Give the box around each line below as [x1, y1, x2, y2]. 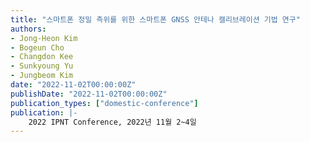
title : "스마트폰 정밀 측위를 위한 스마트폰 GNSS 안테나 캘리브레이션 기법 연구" [10, 14, 301, 25]
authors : [10, 24, 47, 34]
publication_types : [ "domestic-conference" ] [10, 98, 199, 108]
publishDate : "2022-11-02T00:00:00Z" [10, 89, 168, 99]
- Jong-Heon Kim [10, 33, 78, 43]
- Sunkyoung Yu [10, 61, 74, 71]
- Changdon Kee [10, 52, 74, 62]
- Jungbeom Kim [10, 71, 74, 81]
